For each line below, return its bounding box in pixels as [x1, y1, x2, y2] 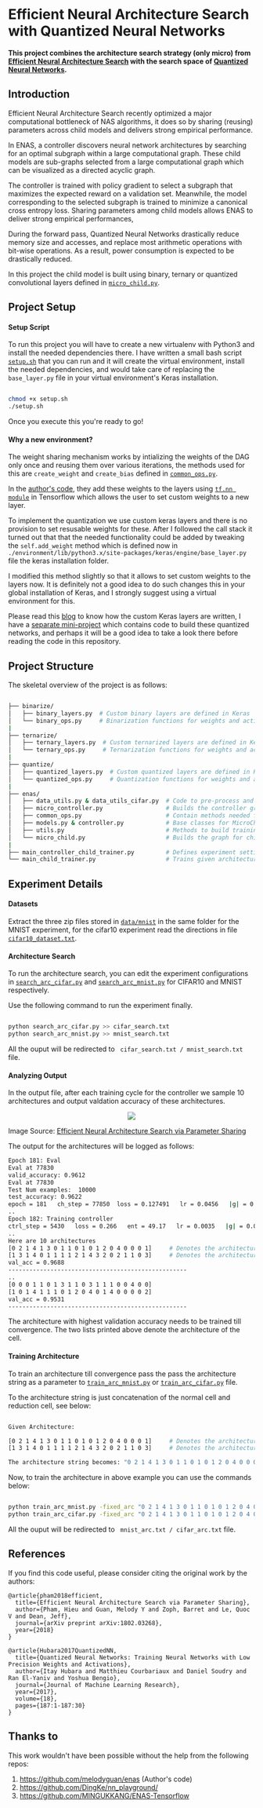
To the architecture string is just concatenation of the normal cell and [8, 1392, 231, 1402]
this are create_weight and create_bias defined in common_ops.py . [8, 469, 218, 478]
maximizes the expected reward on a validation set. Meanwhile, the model [8, 188, 247, 198]
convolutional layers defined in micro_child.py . [8, 277, 160, 287]
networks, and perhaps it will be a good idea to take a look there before [8, 628, 239, 637]
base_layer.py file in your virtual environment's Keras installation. [8, 373, 219, 382]
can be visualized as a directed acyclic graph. [8, 165, 156, 174]
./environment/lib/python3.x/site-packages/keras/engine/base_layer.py [8, 550, 247, 557]
